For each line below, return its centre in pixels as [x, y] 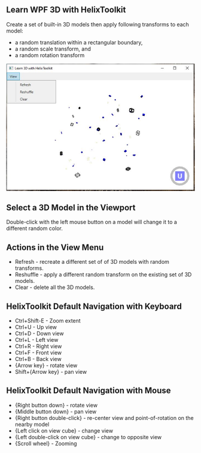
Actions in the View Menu [55, 247]
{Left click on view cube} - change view [64, 430]
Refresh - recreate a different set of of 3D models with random [92, 262]
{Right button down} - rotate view [56, 405]
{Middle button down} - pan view [56, 412]
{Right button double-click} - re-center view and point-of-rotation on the [104, 418]
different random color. [34, 228]
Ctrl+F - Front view [38, 352]
